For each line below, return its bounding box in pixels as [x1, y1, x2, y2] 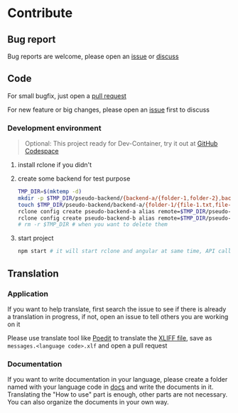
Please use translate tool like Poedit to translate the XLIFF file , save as [7, 333, 212, 342]
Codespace [24, 147, 59, 156]
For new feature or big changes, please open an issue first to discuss [7, 105, 210, 114]
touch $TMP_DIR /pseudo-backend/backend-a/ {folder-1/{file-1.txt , [17, 201, 215, 208]
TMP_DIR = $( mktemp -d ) [17, 188, 82, 195]
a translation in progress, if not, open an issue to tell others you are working [7, 312, 229, 321]
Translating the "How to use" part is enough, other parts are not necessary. [7, 390, 228, 399]
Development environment [7, 123, 102, 133]
